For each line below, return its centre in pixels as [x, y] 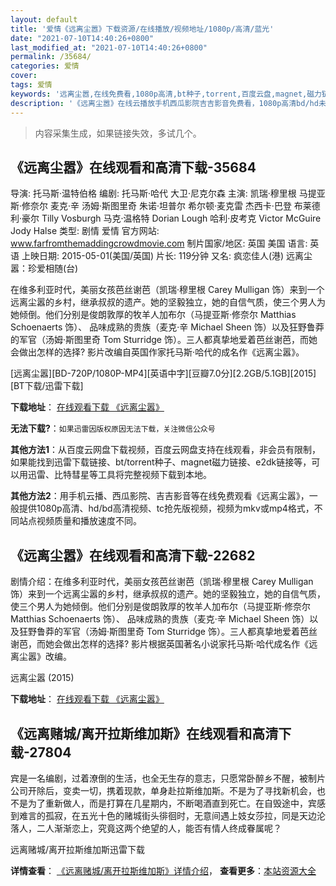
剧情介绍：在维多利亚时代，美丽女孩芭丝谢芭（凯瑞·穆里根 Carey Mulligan [162, 582]
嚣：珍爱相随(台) [44, 268]
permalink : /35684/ [51, 57]
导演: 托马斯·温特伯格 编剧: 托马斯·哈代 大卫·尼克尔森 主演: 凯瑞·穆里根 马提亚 [168, 193]
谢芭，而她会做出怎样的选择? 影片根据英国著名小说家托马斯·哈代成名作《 [160, 644]
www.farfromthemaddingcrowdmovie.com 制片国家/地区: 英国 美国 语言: [159, 243]
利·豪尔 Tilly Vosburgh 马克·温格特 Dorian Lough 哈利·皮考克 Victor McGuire [166, 218]
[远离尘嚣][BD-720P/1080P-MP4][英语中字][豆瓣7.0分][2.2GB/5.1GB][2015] [163, 373]
